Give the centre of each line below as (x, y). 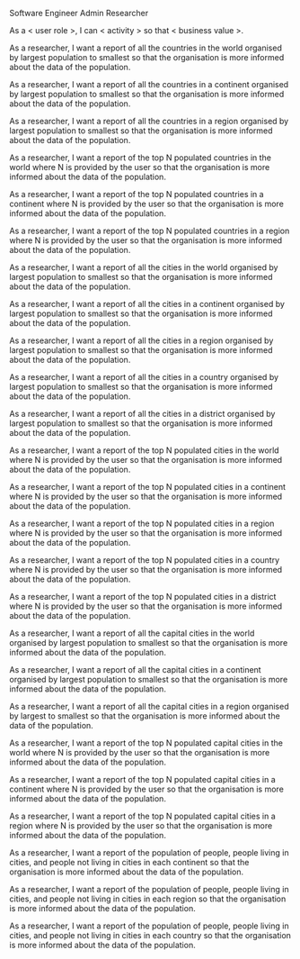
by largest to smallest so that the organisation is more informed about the (145, 716)
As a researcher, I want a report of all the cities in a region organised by (141, 340)
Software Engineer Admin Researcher (79, 13)
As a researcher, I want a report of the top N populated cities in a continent (147, 487)
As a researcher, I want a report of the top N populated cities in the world (145, 450)
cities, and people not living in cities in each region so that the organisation (148, 899)
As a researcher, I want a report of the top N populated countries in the (141, 158)
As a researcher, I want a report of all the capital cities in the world (132, 633)
